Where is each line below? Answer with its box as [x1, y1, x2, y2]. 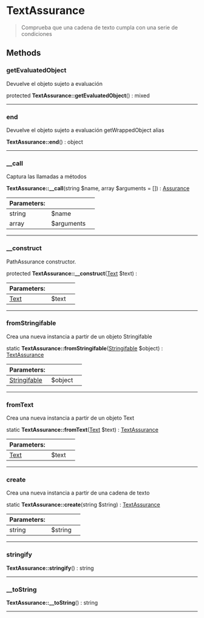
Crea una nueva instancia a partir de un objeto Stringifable [6, 333, 152, 340]
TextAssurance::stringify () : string [6, 564, 94, 572]
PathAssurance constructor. [6, 258, 76, 265]
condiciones [21, 30, 53, 37]
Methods [6, 48, 41, 58]
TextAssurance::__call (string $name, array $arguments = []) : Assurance [6, 185, 190, 192]
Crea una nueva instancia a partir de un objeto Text [6, 414, 135, 422]
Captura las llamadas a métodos [6, 173, 87, 180]
